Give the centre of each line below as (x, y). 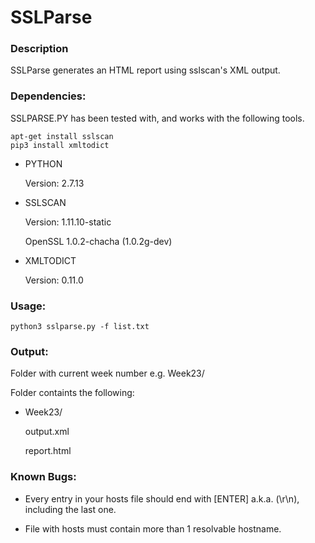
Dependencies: (48, 96)
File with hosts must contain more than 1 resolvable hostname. (153, 528)
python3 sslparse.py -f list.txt (80, 327)
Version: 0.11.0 (54, 280)
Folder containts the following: (72, 393)
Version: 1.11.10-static (68, 222)
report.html (48, 451)
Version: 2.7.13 (54, 183)
